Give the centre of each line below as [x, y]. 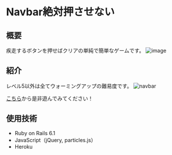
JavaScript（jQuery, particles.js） [55, 140]
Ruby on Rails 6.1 [35, 133]
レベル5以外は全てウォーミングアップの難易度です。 [69, 86]
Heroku [23, 146]
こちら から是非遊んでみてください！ [50, 98]
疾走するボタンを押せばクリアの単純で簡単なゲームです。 [75, 51]
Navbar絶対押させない [60, 12]
